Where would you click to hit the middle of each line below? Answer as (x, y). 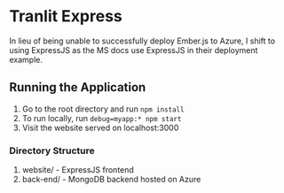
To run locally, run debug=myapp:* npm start (102, 118)
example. (26, 59)
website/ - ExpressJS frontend (78, 170)
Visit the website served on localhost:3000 (100, 127)
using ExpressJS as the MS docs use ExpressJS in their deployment (134, 50)
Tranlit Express (66, 16)
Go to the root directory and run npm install (103, 109)
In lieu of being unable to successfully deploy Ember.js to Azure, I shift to (142, 41)
